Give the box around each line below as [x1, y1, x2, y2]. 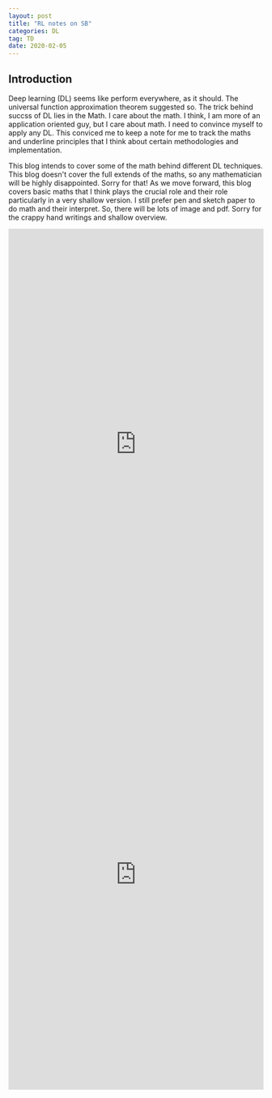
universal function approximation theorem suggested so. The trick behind [8, 102, 253, 112]
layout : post [8, 11, 53, 20]
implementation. [8, 145, 62, 155]
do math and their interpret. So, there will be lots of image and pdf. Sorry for [8, 203, 261, 213]
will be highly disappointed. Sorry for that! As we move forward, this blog [8, 177, 252, 187]
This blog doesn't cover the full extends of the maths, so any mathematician [8, 169, 262, 179]
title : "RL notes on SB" [8, 19, 92, 28]
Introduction [8, 72, 73, 86]
